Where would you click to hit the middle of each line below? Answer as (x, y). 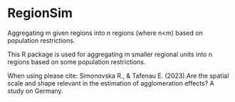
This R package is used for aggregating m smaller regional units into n (110, 54)
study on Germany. (35, 91)
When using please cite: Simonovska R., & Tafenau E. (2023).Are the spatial (118, 76)
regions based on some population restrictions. (77, 61)
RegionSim (40, 13)
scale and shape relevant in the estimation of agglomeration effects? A (111, 83)
